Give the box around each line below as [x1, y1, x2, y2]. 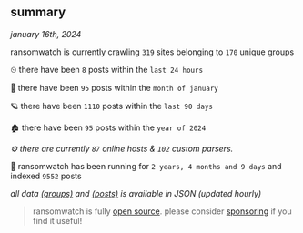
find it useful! [32, 215, 83, 226]
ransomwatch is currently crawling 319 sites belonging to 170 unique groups [10, 46, 295, 57]
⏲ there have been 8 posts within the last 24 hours [10, 64, 204, 75]
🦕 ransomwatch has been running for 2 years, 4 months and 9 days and [10, 160, 282, 171]
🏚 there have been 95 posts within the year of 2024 [10, 122, 207, 133]
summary [10, 5, 66, 20]
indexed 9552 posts [10, 170, 82, 181]
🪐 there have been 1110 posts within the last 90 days [10, 100, 213, 111]
